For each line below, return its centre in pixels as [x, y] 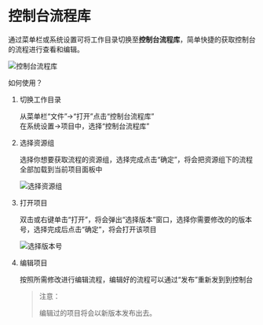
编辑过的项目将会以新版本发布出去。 [98, 312]
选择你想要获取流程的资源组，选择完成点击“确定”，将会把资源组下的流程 [136, 159]
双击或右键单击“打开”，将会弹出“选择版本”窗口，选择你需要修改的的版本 [136, 219]
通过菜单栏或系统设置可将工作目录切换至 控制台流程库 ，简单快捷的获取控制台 [132, 39]
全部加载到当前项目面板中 [61, 169]
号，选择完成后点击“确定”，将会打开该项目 [88, 229]
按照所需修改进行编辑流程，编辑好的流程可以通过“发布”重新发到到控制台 [136, 279]
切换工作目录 [40, 99]
